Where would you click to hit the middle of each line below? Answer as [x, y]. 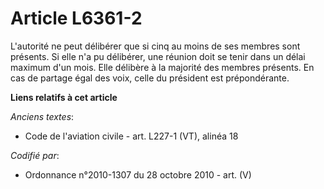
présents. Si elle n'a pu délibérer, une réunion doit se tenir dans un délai [158, 56]
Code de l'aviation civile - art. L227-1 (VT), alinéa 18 [131, 136]
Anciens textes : [42, 116]
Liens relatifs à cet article [64, 97]
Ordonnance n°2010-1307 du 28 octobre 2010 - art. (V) [138, 174]
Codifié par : [35, 155]
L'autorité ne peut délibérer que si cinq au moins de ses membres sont [155, 46]
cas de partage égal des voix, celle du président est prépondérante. [150, 78]
